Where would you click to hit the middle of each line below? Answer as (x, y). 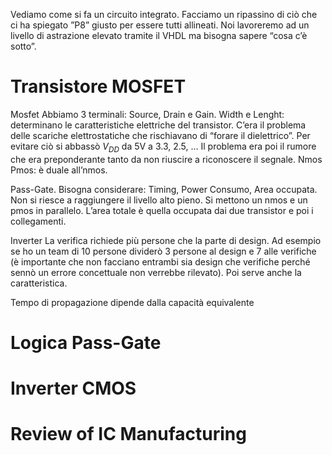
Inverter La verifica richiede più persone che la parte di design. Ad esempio (166, 240)
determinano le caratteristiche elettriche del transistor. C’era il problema (158, 125)
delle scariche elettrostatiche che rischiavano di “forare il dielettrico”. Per (160, 135)
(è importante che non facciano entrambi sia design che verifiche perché (160, 261)
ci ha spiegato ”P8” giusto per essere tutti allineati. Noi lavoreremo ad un (160, 25)
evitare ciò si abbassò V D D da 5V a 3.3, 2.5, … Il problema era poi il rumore (163, 147)
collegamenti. (38, 221)
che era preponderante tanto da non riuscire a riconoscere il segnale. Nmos (166, 159)
